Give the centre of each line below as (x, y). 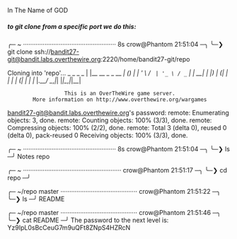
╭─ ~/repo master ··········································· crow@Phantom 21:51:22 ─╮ (114, 191)
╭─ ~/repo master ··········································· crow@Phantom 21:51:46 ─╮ (114, 212)
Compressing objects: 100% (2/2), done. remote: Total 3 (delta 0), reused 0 (117, 127)
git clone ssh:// (29, 52)
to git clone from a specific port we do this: (72, 26)
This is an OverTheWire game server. (120, 93)
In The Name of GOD (38, 10)
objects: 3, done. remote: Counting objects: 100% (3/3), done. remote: (110, 120)
